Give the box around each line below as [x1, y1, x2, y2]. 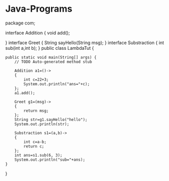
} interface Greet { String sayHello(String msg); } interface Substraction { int [5, 39, 164, 46]
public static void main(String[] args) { [5, 54, 97, 60]
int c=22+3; [23, 77, 49, 82]
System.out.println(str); [14, 122, 70, 127]
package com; [5, 20, 36, 26]
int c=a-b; [23, 139, 47, 144]
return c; [23, 143, 44, 149]
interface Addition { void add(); [5, 29, 70, 36]
